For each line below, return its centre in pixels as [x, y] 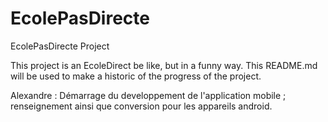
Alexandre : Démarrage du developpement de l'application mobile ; [148, 95]
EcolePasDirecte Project [60, 46]
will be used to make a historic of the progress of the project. [136, 76]
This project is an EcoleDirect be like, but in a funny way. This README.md [164, 65]
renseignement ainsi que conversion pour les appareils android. [141, 106]
